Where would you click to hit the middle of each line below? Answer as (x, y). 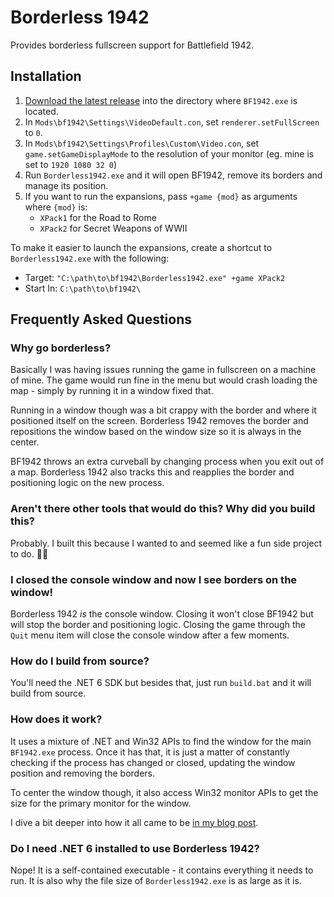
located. (41, 111)
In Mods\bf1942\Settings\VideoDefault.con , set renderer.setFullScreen (172, 122)
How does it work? (56, 719)
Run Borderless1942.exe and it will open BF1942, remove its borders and (173, 175)
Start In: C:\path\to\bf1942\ (83, 288)
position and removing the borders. (82, 773)
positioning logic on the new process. (87, 483)
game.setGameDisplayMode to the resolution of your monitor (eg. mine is (169, 153)
